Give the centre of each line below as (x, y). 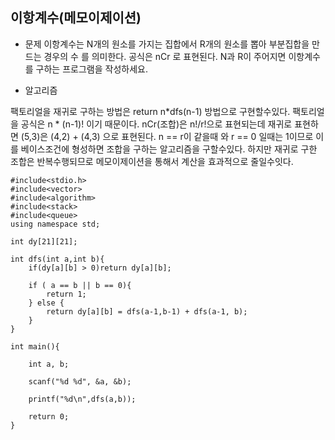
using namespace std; (55, 224)
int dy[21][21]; (44, 241)
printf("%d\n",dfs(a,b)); (82, 399)
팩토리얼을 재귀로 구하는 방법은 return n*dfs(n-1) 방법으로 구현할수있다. (150, 111)
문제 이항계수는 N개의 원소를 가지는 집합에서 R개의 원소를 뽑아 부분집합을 (167, 44)
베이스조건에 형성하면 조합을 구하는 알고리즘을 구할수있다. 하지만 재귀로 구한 (169, 149)
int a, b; (49, 364)
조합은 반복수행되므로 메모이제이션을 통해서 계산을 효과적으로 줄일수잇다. (152, 161)
